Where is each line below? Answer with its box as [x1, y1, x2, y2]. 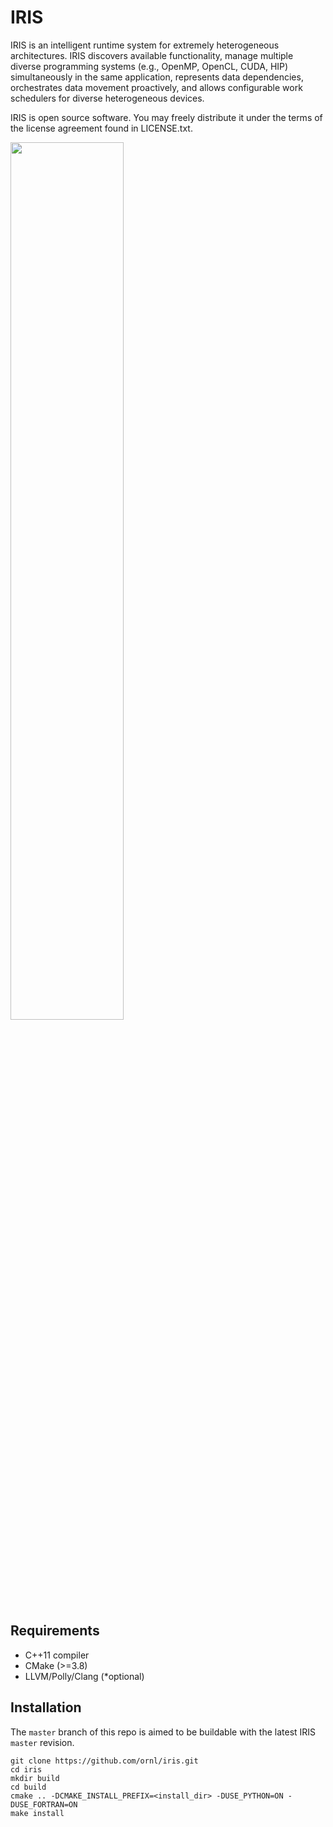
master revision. [10, 1736, 75, 1748]
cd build [10, 1782, 47, 1792]
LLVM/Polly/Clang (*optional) [24, 1670, 145, 1682]
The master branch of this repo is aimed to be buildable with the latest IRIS [10, 1726, 317, 1738]
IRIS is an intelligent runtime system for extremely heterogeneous [10, 39, 280, 51]
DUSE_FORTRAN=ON [10, 1799, 78, 1810]
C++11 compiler [24, 1649, 90, 1661]
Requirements [10, 1622, 100, 1640]
